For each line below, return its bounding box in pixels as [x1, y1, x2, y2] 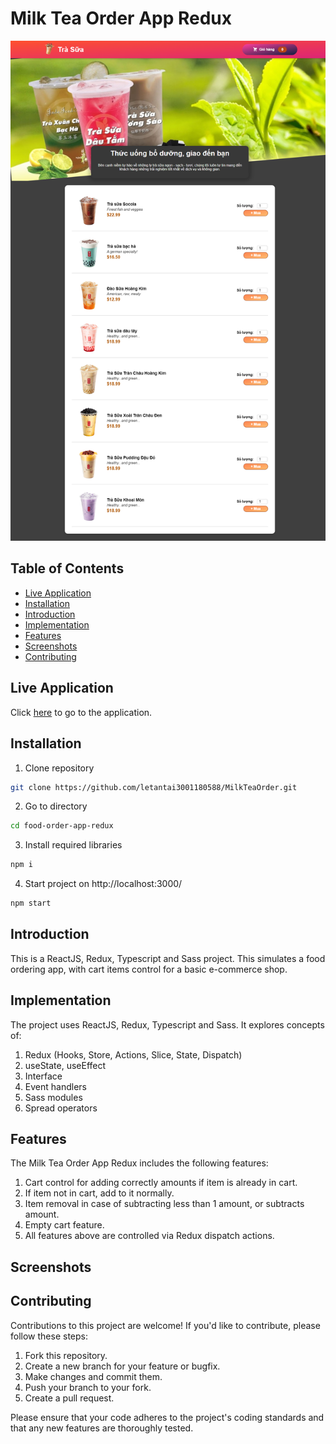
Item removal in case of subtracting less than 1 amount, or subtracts [24, 1198, 305, 1210]
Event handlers [24, 1080, 87, 1092]
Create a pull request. [24, 1392, 115, 1404]
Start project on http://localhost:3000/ [24, 878, 183, 890]
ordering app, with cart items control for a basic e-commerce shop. [10, 963, 288, 975]
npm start [10, 898, 52, 909]
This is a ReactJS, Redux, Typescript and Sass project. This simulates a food [10, 952, 326, 964]
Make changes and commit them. [24, 1370, 163, 1382]
